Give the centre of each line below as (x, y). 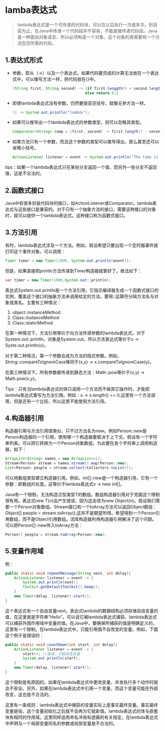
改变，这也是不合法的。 (29, 694)
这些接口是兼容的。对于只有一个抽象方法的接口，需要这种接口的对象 (87, 209)
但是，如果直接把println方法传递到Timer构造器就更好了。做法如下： (74, 271)
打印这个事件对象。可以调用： (35, 251)
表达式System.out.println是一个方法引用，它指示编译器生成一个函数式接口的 (82, 290)
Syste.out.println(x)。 (27, 345)
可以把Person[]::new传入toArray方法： (44, 525)
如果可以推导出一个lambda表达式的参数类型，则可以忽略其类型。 (78, 122)
